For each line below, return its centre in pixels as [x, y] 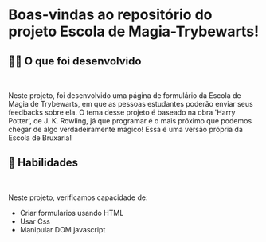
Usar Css [35, 221]
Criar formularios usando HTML [72, 213]
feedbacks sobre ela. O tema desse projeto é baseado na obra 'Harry [122, 112]
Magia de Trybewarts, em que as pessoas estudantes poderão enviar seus [131, 104]
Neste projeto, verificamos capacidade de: [78, 197]
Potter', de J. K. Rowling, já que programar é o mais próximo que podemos [130, 121]
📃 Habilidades [43, 163]
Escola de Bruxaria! [40, 138]
